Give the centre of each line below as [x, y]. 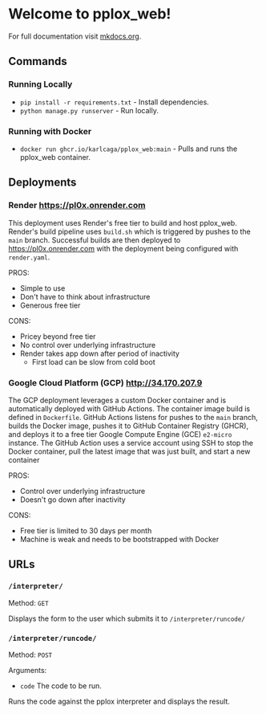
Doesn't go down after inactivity [73, 500]
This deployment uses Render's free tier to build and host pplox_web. [123, 222]
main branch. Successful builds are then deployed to [95, 240]
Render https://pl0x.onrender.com [77, 206]
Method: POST [30, 655]
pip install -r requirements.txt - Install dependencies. [115, 102]
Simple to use [42, 288]
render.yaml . [29, 257]
